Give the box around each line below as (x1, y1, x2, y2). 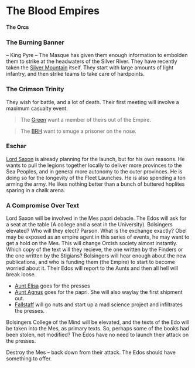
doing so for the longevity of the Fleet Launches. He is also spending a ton (6, 174, 186, 181)
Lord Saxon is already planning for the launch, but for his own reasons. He (6, 155, 185, 162)
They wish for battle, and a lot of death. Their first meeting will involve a (6, 98, 180, 105)
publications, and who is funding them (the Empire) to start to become (6, 259, 176, 266)
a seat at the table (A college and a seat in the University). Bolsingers (6, 221, 173, 228)
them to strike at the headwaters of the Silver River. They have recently (6, 58, 177, 65)
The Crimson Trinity (6, 85, 64, 93)
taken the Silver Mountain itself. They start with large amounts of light (6, 64, 174, 71)
